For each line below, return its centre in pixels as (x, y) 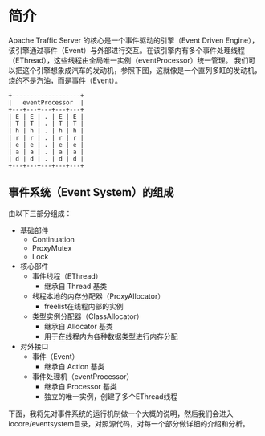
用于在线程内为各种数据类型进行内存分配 (111, 336)
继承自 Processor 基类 (81, 386)
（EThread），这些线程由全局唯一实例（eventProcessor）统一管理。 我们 (128, 60)
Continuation (53, 239)
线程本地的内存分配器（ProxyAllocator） (98, 296)
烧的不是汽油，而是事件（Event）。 (65, 80)
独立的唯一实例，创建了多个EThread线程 (111, 396)
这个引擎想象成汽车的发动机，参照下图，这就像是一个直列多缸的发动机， (142, 70)
